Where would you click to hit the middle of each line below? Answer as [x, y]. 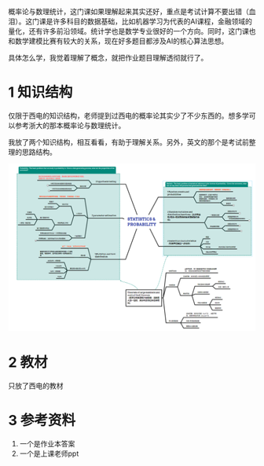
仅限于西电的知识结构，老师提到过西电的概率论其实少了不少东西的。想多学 [128, 116]
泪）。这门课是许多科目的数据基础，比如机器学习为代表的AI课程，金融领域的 [130, 21]
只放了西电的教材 [36, 385]
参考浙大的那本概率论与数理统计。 [70, 125]
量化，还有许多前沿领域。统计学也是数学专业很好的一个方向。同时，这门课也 [132, 31]
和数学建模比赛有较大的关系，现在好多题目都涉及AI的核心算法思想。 [118, 41]
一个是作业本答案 [47, 443]
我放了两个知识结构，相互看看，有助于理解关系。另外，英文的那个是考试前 [128, 142]
